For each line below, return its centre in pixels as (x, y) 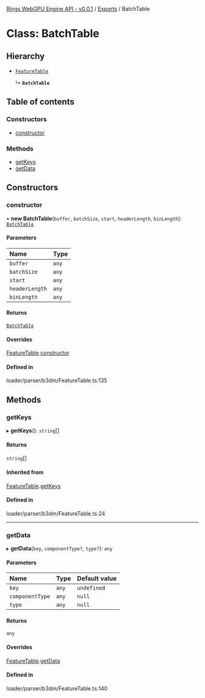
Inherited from (25, 472)
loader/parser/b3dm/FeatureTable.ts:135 (57, 381)
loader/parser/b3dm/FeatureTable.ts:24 (56, 513)
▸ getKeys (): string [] (33, 430)
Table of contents (40, 102)
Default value (97, 579)
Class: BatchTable (53, 34)
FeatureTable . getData (33, 661)
